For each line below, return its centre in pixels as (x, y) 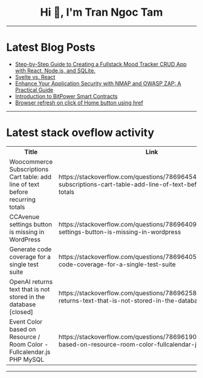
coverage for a (30, 257)
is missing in (27, 232)
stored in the (27, 296)
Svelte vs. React (35, 77)
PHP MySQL (27, 359)
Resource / (25, 336)
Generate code (31, 249)
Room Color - (29, 344)
